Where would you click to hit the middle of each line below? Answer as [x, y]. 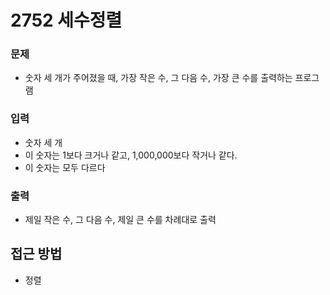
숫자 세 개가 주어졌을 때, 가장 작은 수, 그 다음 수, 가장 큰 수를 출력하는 [158, 78]
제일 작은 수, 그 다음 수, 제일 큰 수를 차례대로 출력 [120, 220]
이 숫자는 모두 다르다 [65, 167]
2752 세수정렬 [66, 20]
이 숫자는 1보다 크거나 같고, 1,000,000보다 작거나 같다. [131, 155]
